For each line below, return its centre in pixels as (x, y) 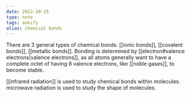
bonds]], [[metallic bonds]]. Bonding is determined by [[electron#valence (95, 51)
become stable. (25, 70)
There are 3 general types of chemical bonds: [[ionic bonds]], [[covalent (94, 45)
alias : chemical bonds (34, 28)
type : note (20, 17)
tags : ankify (22, 22)
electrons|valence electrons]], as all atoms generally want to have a (89, 57)
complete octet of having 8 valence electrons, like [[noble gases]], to (90, 64)
